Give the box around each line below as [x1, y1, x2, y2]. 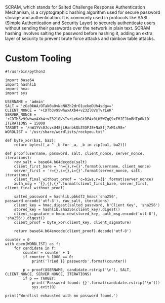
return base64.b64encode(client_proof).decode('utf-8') [14, 229, 132, 234]
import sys [5, 91, 28, 96]
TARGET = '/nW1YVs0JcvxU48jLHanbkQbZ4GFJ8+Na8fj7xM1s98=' [5, 125, 127, 130]
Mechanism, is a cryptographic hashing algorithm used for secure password [5, 9, 161, 15]
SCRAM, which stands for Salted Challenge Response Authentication [5, 4, 146, 10]
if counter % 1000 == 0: [23, 254, 74, 259]
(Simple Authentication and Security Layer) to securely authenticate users [5, 20, 156, 26]
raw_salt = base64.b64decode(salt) [14, 160, 87, 165]
